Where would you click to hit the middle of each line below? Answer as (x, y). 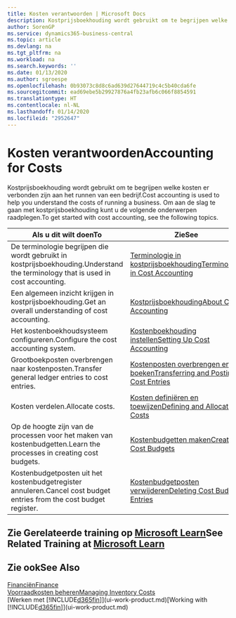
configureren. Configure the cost (64, 339)
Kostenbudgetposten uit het (57, 473)
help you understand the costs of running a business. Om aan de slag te (111, 202)
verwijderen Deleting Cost (172, 490)
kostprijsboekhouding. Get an (59, 301)
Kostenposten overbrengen (175, 364)
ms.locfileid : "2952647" (44, 118)
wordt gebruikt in (39, 255)
